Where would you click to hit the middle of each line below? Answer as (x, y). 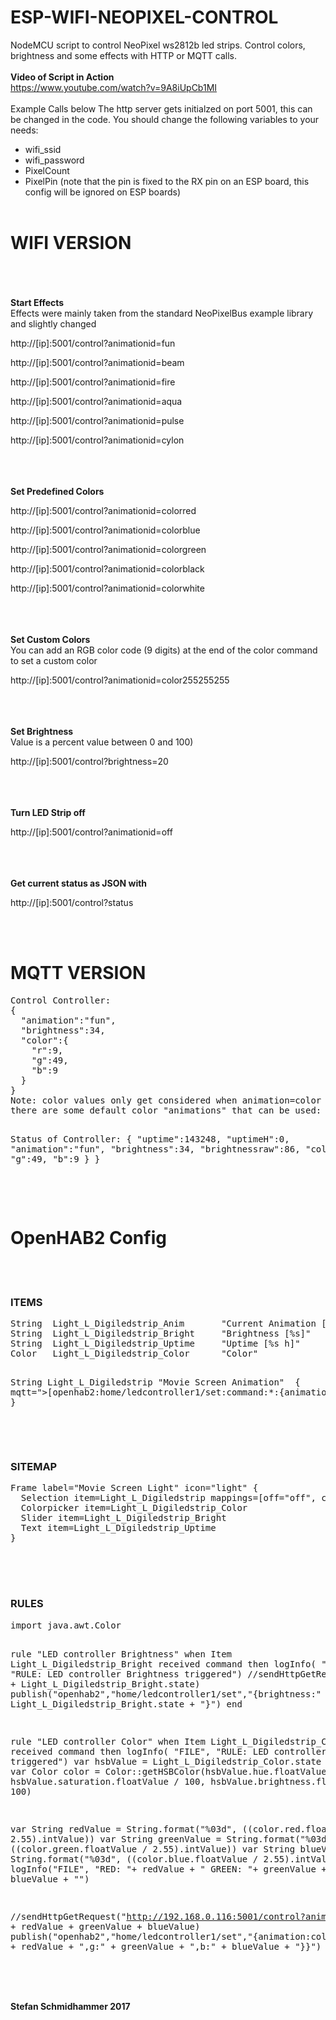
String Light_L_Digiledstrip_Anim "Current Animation (163, 1324)
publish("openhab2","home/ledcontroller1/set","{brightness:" (166, 1694)
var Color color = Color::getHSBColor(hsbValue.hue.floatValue (168, 1771)
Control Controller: (61, 1000)
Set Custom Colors (50, 639)
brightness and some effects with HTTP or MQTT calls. (124, 55)
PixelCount (47, 170)
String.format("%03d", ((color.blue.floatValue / (134, 1859)
